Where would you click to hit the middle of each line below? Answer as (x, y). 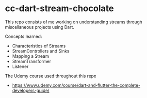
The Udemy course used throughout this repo (51, 76)
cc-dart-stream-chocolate (59, 8)
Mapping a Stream (31, 56)
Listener (20, 66)
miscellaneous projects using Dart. (40, 27)
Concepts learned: (24, 36)
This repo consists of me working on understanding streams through (73, 22)
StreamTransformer (32, 61)
